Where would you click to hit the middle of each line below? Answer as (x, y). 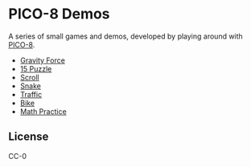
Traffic (31, 94)
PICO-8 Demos (59, 14)
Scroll (29, 77)
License (29, 137)
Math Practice (43, 111)
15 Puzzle (36, 68)
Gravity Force (43, 60)
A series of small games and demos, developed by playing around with (125, 36)
